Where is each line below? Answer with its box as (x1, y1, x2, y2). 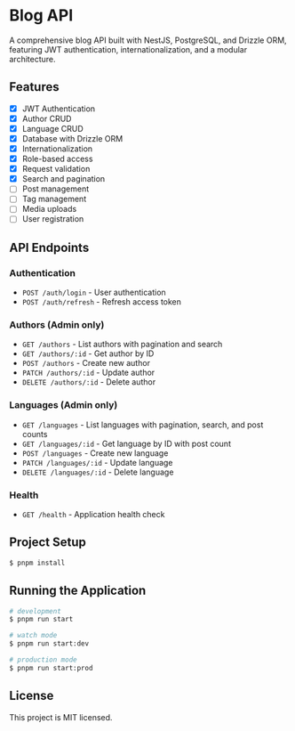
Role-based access (21, 153, 93, 165)
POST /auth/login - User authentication (21, 287, 166, 298)
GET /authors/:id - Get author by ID (21, 348, 155, 359)
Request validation (21, 164, 91, 175)
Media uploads (21, 204, 77, 215)
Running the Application (9, 583, 147, 598)
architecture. (9, 53, 56, 64)
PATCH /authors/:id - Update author (21, 367, 155, 378)
